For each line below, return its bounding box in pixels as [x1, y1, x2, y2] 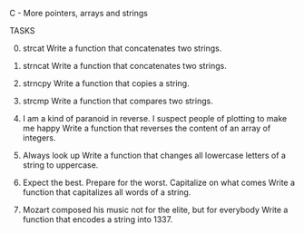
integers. [22, 132, 56, 143]
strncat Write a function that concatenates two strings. [22, 61, 227, 71]
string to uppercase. [22, 160, 99, 171]
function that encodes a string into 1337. [22, 214, 173, 225]
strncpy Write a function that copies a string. [22, 78, 190, 89]
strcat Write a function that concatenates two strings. [22, 43, 222, 54]
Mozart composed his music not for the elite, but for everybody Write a [22, 204, 289, 215]
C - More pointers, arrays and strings [9, 8, 148, 18]
